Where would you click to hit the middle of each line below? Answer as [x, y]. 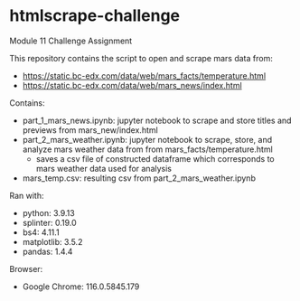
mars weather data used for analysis [103, 168]
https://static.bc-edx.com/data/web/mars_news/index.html [132, 85]
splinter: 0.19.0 [49, 222]
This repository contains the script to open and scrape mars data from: [141, 58]
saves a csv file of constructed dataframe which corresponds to [155, 158]
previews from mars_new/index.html [90, 130]
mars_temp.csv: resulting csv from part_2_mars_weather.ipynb [139, 178]
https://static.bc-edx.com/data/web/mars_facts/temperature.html [144, 75]
